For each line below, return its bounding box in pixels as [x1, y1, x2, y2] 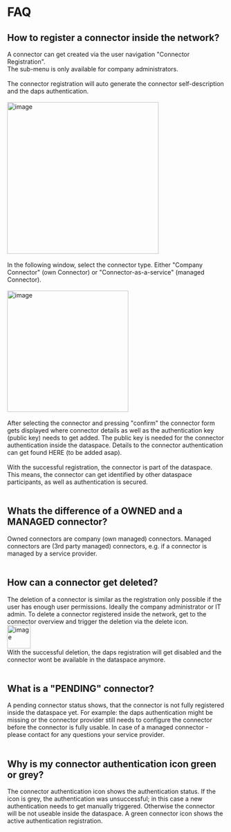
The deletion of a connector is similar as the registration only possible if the [7, 595, 223, 603]
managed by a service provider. [7, 549, 98, 557]
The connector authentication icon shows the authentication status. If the [7, 788, 216, 796]
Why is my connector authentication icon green [7, 758, 216, 770]
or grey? [7, 769, 44, 781]
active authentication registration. [7, 817, 103, 825]
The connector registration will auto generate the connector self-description [7, 80, 225, 87]
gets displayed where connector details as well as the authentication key [7, 426, 214, 434]
